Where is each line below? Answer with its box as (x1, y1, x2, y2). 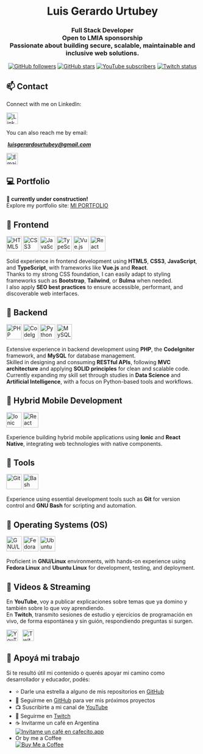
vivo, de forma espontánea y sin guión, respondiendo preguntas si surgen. (6, 617, 194, 625)
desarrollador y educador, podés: (6, 675, 90, 683)
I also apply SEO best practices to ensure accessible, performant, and (6, 283, 183, 290)
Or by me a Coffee (15, 734, 62, 742)
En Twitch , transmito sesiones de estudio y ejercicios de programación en (6, 611, 193, 618)
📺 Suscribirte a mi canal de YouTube (15, 703, 109, 711)
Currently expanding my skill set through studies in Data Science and (6, 371, 181, 379)
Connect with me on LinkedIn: (6, 101, 82, 108)
